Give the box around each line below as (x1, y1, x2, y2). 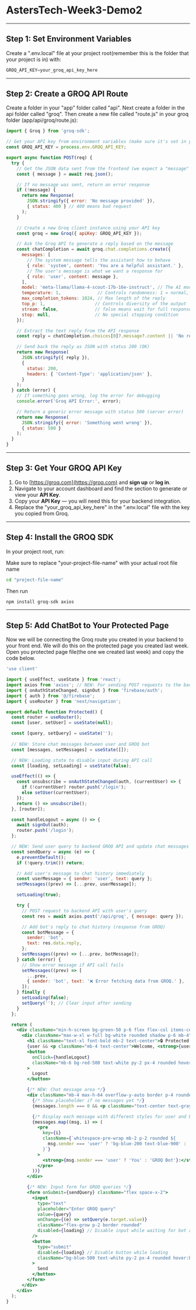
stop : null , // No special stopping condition (21, 312, 179, 318)
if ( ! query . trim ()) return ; (16, 859, 85, 866)
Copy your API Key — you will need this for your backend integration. (14, 497, 182, 504)
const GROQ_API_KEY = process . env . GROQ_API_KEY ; (6, 144, 127, 150)
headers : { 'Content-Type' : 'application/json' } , (27, 371, 153, 377)
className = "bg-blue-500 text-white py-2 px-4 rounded (37, 1255, 171, 1261)
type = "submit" (37, 1244, 72, 1250)
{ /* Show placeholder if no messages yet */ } (32, 1097, 145, 1103)
